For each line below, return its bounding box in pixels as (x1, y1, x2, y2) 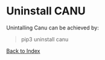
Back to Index (6, 47, 40, 55)
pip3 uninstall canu (21, 35, 69, 43)
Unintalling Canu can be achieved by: (6, 24, 100, 31)
